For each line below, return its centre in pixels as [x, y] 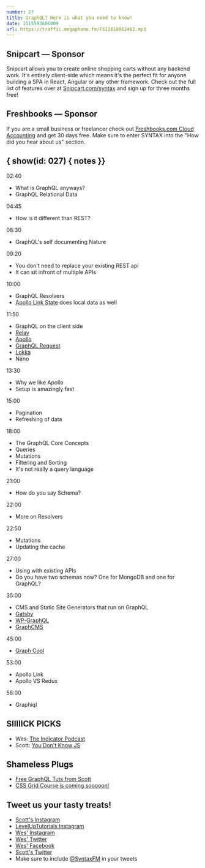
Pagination [29, 413]
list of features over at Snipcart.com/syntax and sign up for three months [98, 88]
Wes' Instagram [35, 833]
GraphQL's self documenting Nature [61, 242]
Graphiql [26, 704]
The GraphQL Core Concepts [52, 443]
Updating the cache [40, 547]
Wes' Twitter [31, 839]
